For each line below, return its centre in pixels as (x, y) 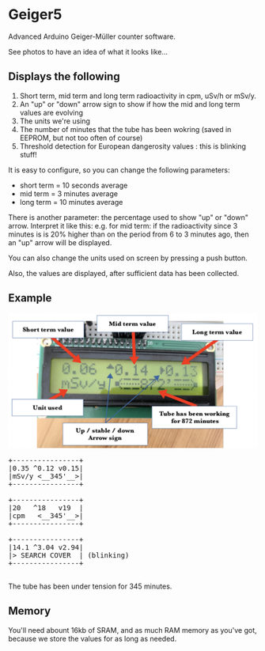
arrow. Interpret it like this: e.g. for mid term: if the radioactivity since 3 (123, 225)
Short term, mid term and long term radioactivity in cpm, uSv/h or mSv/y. (138, 96)
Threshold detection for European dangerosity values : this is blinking (133, 146)
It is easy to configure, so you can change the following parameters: (119, 170)
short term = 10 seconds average (74, 185)
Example (30, 298)
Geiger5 (35, 15)
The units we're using (55, 121)
